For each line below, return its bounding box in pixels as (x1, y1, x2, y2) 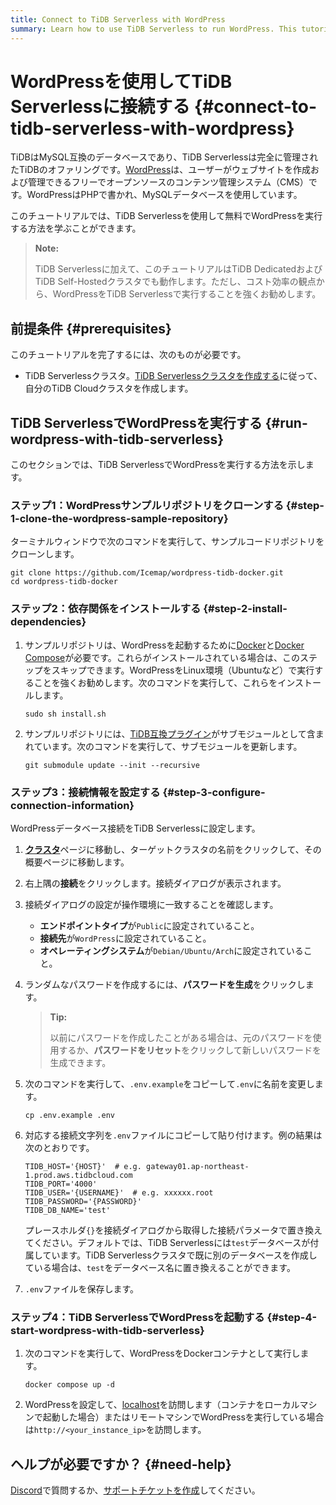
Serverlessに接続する (10, 95, 191, 118)
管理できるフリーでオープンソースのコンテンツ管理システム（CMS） (27, 176, 309, 188)
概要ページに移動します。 (24, 856, 130, 868)
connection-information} (10, 798, 135, 812)
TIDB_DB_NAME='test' (24, 1205, 111, 1215)
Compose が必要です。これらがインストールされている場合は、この (24, 651, 301, 663)
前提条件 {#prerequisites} (10, 320, 172, 337)
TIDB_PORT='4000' (24, 1179, 98, 1189)
